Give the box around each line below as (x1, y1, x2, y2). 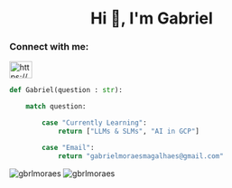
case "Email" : (42, 143, 95, 152)
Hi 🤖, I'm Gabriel (89, 8, 214, 29)
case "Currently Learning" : (42, 118, 147, 127)
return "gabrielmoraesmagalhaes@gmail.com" (57, 151, 224, 161)
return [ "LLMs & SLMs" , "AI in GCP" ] (57, 127, 200, 136)
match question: (25, 102, 88, 111)
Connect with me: (9, 41, 89, 53)
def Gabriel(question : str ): (9, 86, 124, 95)
